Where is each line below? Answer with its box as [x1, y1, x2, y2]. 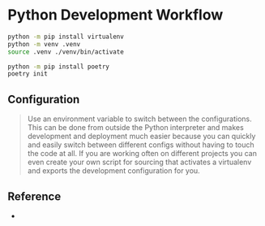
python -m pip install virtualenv [7, 33, 125, 41]
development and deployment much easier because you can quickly [27, 132, 256, 141]
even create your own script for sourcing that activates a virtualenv [27, 157, 252, 167]
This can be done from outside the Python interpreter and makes [27, 123, 244, 133]
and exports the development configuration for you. [27, 166, 200, 176]
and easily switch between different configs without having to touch [27, 140, 254, 150]
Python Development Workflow [7, 6, 224, 24]
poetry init [7, 70, 48, 78]
